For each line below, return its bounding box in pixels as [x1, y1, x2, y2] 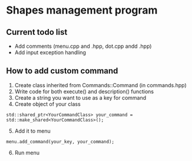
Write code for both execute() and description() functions [14, 88, 154, 95]
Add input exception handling [14, 49, 87, 56]
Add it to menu [14, 127, 51, 134]
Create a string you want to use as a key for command [14, 94, 147, 101]
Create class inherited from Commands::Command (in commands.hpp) [14, 81, 187, 88]
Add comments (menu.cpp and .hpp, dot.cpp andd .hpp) [14, 42, 152, 50]
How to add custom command [6, 66, 118, 76]
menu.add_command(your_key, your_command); [6, 139, 115, 144]
